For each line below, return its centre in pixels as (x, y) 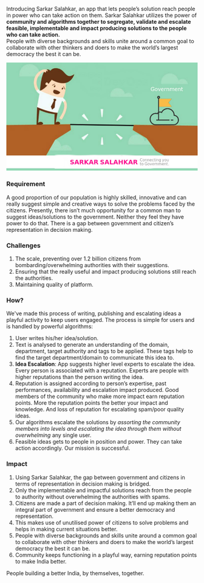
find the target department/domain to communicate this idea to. (94, 358)
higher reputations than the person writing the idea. (80, 377)
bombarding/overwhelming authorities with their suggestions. (92, 265)
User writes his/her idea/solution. (57, 338)
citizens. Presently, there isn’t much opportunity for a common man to (93, 210)
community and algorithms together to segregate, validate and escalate (99, 22)
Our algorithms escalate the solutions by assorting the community (97, 422)
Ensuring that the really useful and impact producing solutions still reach (105, 272)
